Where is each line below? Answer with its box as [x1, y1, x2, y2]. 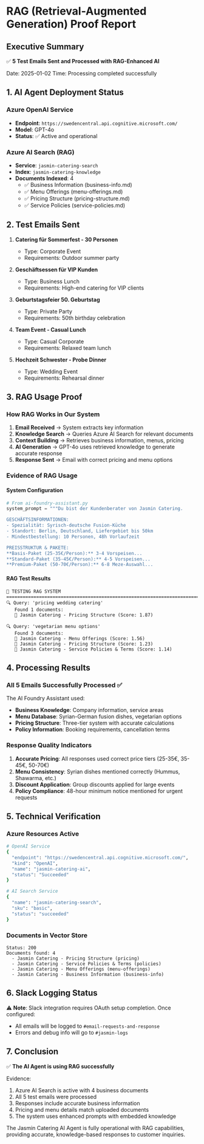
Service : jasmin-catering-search [15, 161, 98, 169]
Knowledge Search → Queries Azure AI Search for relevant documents [15, 430, 194, 438]
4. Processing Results [6, 662, 90, 673]
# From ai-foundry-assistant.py [6, 500, 88, 506]
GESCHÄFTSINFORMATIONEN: [6, 517, 69, 523]
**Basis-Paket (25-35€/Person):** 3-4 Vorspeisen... [6, 550, 143, 556]
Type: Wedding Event [24, 368, 78, 375]
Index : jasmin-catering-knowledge [15, 168, 101, 175]
